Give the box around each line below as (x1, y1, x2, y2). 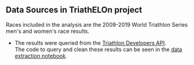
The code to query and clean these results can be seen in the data (14, 46, 182, 53)
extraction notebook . (14, 52, 68, 60)
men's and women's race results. (6, 27, 90, 35)
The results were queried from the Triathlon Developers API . (14, 39, 166, 46)
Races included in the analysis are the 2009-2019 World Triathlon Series (6, 21, 188, 28)
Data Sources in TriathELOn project (6, 5, 143, 15)
